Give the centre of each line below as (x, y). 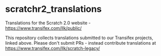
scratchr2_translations (53, 9)
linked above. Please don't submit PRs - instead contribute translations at (81, 43)
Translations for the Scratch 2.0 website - (48, 23)
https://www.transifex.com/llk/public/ (43, 28)
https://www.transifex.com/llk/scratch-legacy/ (52, 48)
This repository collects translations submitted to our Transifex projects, (79, 38)
